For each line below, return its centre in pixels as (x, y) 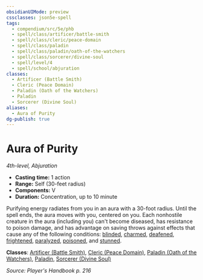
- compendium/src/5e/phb (43, 29)
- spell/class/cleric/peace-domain (56, 40)
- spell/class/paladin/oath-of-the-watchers (69, 52)
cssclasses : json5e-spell (39, 18)
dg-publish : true (28, 119)
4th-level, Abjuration (32, 166)
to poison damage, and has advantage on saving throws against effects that (101, 228)
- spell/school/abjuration (46, 68)
